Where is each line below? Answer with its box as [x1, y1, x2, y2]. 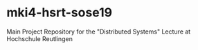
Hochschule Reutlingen [6, 34, 73, 42]
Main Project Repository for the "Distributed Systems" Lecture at [6, 27, 191, 36]
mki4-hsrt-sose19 [6, 5, 112, 21]
